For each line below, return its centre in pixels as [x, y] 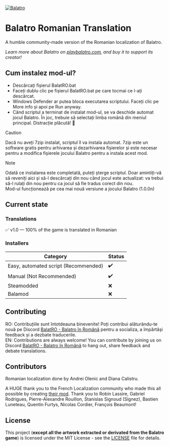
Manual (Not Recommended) [42, 276]
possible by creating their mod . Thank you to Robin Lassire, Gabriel [75, 394]
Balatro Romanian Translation [68, 28]
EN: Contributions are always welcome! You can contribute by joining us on [83, 340]
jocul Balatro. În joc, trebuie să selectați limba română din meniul [79, 117]
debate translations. [26, 351]
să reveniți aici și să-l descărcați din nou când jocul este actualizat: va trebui [84, 178]
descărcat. [24, 96]
